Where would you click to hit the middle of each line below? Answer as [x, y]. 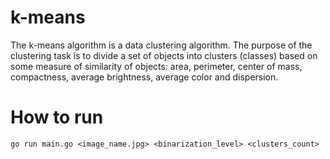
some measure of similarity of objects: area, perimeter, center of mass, [156, 66]
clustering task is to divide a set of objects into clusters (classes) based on [164, 55]
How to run [57, 117]
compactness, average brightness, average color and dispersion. [144, 77]
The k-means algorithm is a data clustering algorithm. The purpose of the [161, 45]
